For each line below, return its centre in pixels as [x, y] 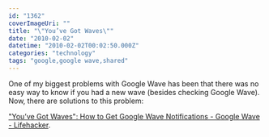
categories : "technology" [52, 53]
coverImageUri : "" [39, 23]
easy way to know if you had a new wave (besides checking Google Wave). [134, 92]
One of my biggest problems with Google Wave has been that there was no [134, 83]
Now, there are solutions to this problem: [76, 101]
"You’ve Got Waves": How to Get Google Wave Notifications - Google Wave [134, 116]
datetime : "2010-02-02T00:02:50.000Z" [74, 46]
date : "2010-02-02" [41, 38]
